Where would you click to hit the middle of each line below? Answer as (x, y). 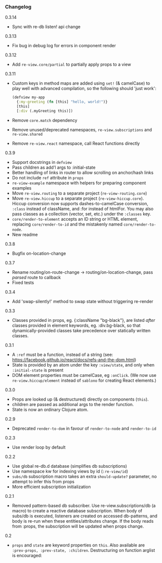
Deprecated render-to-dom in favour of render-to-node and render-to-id (84, 428)
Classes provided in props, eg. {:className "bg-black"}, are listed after (84, 320)
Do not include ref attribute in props (48, 177)
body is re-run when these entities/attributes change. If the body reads (83, 521)
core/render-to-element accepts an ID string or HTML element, (75, 219)
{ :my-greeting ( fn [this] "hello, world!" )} (62, 102)
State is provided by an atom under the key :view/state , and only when (83, 365)
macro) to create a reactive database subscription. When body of (77, 510)
